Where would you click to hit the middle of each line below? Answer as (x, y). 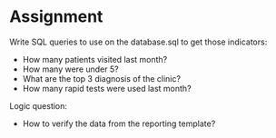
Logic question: (39, 105)
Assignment (56, 17)
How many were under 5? (71, 69)
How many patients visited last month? (95, 59)
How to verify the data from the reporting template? (119, 123)
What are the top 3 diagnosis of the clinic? (102, 78)
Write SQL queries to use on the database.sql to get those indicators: (138, 42)
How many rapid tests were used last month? (107, 88)
